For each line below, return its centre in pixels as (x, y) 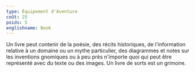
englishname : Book (29, 28)
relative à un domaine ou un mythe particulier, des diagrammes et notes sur (98, 51)
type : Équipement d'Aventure (42, 11)
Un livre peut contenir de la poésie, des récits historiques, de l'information (96, 44)
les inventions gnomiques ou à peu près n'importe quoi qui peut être (89, 57)
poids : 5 (17, 22)
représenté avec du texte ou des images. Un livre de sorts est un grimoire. (96, 63)
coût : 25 (17, 17)
